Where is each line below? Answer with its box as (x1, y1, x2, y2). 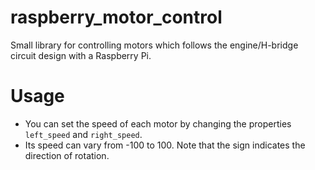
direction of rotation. (24, 149, 110, 161)
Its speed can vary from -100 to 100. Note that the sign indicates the (24, 139, 306, 151)
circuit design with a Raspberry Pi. (10, 49, 152, 61)
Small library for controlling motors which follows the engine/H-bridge (10, 39, 299, 51)
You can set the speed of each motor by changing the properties (24, 117, 292, 130)
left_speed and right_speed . (24, 128, 143, 140)
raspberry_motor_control (10, 6, 223, 29)
